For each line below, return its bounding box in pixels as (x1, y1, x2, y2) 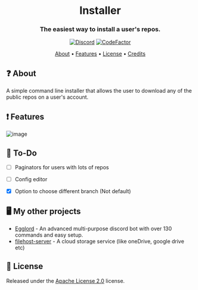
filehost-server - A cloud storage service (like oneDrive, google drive (14, 237, 185, 245)
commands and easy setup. (14, 231, 83, 239)
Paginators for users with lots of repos (14, 163, 109, 170)
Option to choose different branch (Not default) (14, 188, 131, 195)
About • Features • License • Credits (54, 50, 146, 57)
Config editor (14, 175, 48, 182)
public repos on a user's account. (6, 93, 89, 101)
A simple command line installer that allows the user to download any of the (6, 87, 192, 94)
